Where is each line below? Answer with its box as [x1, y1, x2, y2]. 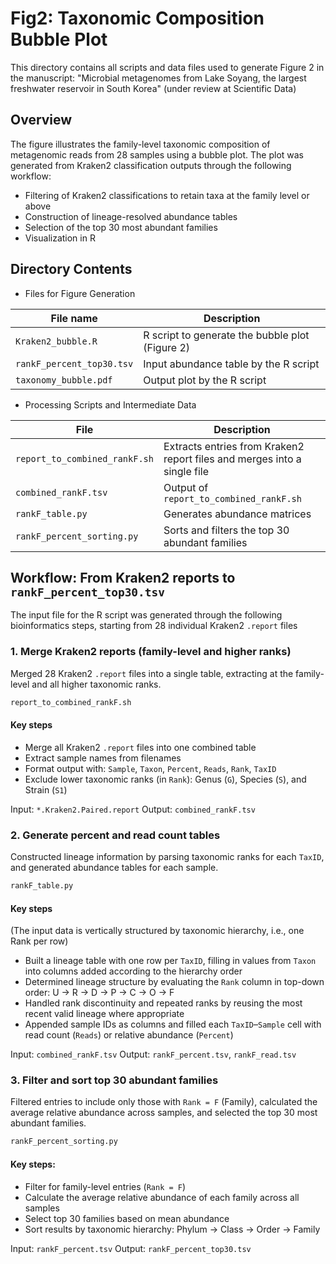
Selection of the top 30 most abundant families [24, 221, 218, 233]
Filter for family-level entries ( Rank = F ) [24, 1180, 187, 1192]
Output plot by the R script [143, 373, 267, 387]
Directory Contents [10, 261, 133, 278]
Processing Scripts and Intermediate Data [24, 398, 197, 411]
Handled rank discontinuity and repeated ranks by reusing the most [24, 997, 303, 1009]
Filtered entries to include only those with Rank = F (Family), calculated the [10, 1096, 318, 1108]
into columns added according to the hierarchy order [24, 965, 243, 977]
